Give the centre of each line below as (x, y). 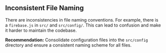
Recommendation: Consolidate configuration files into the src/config (77, 40)
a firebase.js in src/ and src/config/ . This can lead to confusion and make (83, 25)
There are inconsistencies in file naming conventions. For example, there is (82, 20)
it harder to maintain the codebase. (41, 30)
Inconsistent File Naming (44, 8)
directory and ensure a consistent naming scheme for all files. (68, 45)
